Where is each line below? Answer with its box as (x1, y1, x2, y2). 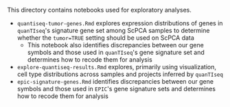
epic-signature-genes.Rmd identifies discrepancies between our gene (16, 78, 214, 85)
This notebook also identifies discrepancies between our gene (27, 41, 204, 49)
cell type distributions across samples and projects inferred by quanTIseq (16, 70, 223, 78)
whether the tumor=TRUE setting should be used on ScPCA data (16, 34, 194, 42)
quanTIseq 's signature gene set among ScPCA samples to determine (16, 27, 210, 34)
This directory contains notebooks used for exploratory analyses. (7, 6, 192, 14)
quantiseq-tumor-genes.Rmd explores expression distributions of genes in (16, 19, 223, 27)
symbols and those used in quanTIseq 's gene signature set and (27, 48, 205, 56)
